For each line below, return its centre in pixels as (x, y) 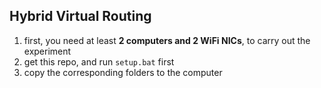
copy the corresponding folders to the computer (123, 72)
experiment (47, 51)
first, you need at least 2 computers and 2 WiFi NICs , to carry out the (167, 40)
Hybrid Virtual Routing (80, 16)
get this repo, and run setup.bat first (99, 61)
